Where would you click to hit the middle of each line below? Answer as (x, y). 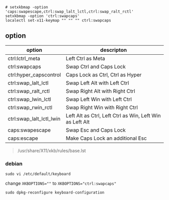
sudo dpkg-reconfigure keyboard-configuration (55, 193)
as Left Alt (78, 122)
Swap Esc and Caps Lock (96, 130)
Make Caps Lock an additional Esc (106, 138)
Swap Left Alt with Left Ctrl (97, 83)
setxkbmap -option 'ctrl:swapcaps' (43, 16)
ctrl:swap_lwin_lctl (29, 99)
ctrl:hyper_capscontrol (34, 74)
